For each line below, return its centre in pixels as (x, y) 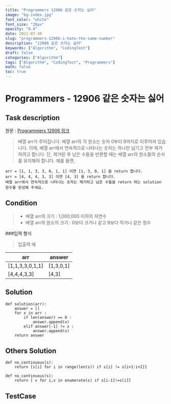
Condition (21, 203)
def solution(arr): (26, 304)
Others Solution (31, 351)
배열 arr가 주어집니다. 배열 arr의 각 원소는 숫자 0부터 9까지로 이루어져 (87, 141)
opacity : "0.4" (21, 29)
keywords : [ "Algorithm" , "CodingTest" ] (48, 48)
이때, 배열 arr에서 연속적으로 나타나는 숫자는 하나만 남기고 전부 (91, 148)
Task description (33, 118)
